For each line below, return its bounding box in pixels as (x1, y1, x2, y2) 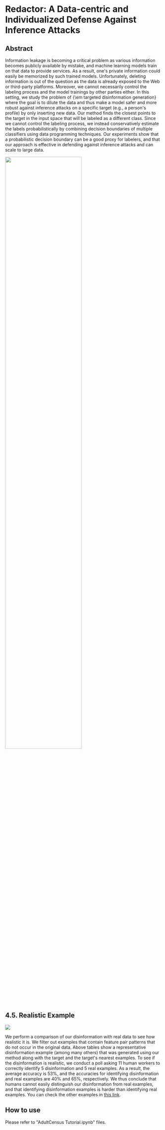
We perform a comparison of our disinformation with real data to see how (5, 1033, 155, 1039)
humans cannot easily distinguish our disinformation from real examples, (5, 1081, 154, 1087)
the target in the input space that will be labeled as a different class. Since (5, 115, 156, 121)
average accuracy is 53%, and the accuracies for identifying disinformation (5, 1071, 159, 1076)
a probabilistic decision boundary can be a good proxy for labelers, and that (5, 136, 160, 142)
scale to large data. (5, 147, 45, 153)
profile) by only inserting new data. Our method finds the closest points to (5, 110, 156, 116)
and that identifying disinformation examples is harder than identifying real (5, 1086, 157, 1092)
